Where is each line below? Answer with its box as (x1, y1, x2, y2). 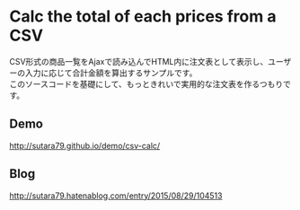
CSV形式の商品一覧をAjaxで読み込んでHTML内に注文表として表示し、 (9, 56, 269, 66)
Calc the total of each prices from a (9, 6, 277, 27)
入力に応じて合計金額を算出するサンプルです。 (24, 67, 198, 78)
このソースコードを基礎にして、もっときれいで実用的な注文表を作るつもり (9, 78, 284, 89)
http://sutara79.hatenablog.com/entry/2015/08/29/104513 (9, 190, 223, 201)
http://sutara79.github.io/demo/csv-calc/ (9, 140, 161, 151)
